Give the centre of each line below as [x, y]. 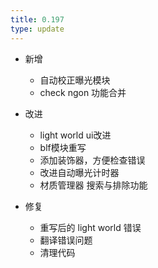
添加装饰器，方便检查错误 [92, 160]
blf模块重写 [63, 147]
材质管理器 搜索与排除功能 [93, 185]
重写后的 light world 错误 [90, 227]
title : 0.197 [37, 19]
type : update [37, 29]
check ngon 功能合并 [83, 92]
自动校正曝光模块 [75, 80]
